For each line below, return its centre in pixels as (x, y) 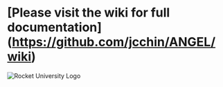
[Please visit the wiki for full (89, 13)
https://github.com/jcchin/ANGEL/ (114, 42)
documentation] (55, 27)
